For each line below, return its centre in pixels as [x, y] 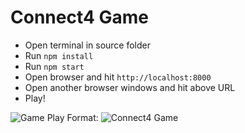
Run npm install [59, 55]
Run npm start [54, 66]
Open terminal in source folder [88, 45]
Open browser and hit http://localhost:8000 [118, 77]
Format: [82, 117]
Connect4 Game [80, 17]
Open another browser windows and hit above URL [130, 87]
